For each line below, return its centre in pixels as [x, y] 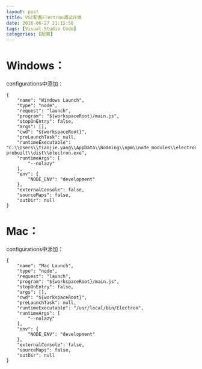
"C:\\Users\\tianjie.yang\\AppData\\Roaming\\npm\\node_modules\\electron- [103, 148]
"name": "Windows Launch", [51, 101]
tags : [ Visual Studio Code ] [41, 29]
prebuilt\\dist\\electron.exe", [47, 153]
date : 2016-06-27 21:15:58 [40, 23]
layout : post [23, 12]
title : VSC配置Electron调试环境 [44, 17]
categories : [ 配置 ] [30, 34]
